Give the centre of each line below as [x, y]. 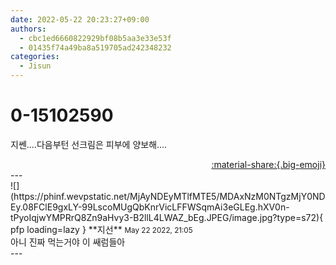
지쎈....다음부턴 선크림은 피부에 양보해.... [89, 144]
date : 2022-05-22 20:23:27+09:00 [80, 19]
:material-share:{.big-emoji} [268, 164]
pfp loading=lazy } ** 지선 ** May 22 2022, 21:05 [101, 229]
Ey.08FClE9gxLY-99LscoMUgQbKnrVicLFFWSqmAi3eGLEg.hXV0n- [150, 207]
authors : [28, 29]
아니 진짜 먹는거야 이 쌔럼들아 [68, 242]
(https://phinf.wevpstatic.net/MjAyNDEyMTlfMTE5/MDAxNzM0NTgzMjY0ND [168, 196]
